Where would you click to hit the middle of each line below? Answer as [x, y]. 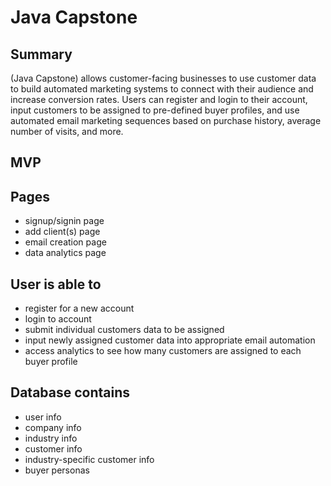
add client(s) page [62, 232]
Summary [41, 54]
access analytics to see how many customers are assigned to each [163, 351]
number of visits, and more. [67, 131]
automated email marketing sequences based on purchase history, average [166, 120]
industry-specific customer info [89, 459]
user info [43, 417]
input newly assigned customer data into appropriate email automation [170, 340]
